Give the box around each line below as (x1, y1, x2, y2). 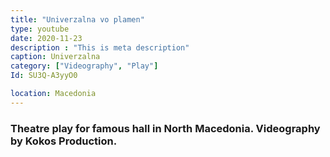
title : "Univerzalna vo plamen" (10, 14, 145, 25)
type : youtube (10, 24, 70, 34)
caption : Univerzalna (10, 52, 101, 62)
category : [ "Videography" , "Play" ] (10, 61, 159, 71)
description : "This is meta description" (10, 42, 190, 53)
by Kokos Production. (10, 134, 118, 148)
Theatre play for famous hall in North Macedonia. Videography (10, 121, 321, 135)
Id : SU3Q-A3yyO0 (10, 71, 78, 81)
